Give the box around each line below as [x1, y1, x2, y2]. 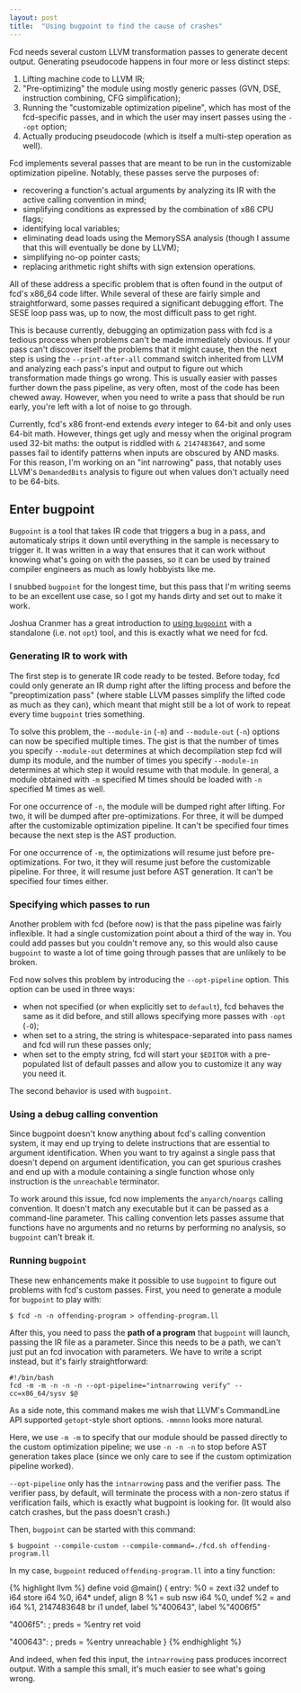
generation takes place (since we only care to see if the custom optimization [9, 1450, 292, 1462]
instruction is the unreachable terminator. [9, 1176, 160, 1187]
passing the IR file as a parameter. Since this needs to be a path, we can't [9, 1337, 281, 1348]
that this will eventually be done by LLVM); [22, 242, 180, 253]
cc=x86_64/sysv [9, 1389, 66, 1398]
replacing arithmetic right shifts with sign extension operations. [22, 261, 256, 272]
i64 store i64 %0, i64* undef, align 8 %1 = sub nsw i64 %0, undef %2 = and [9, 1591, 291, 1602]
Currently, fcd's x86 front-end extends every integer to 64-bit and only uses [9, 418, 292, 429]
